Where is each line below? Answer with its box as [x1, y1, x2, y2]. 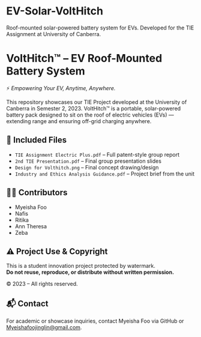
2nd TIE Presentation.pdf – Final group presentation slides [14, 157, 162, 165]
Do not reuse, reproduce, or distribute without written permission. [6, 269, 175, 276]
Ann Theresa [14, 222, 47, 229]
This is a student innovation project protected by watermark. [6, 263, 156, 270]
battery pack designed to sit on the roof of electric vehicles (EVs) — [6, 111, 174, 118]
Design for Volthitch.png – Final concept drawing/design [14, 163, 159, 171]
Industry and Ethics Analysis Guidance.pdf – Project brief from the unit [14, 170, 195, 177]
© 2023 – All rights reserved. [6, 281, 78, 288]
